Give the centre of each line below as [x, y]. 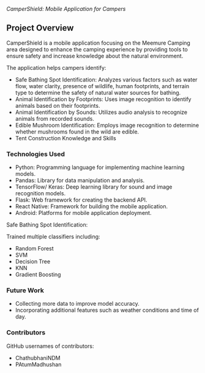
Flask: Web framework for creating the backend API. [81, 200]
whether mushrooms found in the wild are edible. [77, 132]
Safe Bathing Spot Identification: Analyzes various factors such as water [106, 80]
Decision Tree [33, 262]
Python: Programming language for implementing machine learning [100, 167]
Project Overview [40, 28]
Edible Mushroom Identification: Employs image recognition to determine [107, 125]
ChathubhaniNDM [38, 358]
